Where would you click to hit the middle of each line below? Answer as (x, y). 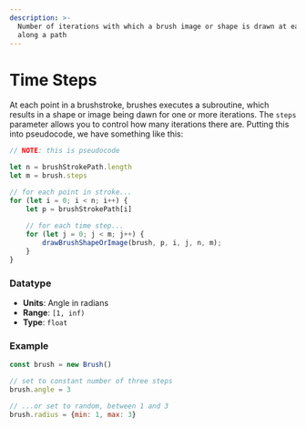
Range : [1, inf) (54, 313)
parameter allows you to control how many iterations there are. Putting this (149, 125)
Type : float (45, 322)
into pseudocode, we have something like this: (97, 134)
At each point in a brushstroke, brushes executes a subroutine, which (139, 105)
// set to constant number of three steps (91, 382)
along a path (42, 35)
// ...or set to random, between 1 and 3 (89, 406)
